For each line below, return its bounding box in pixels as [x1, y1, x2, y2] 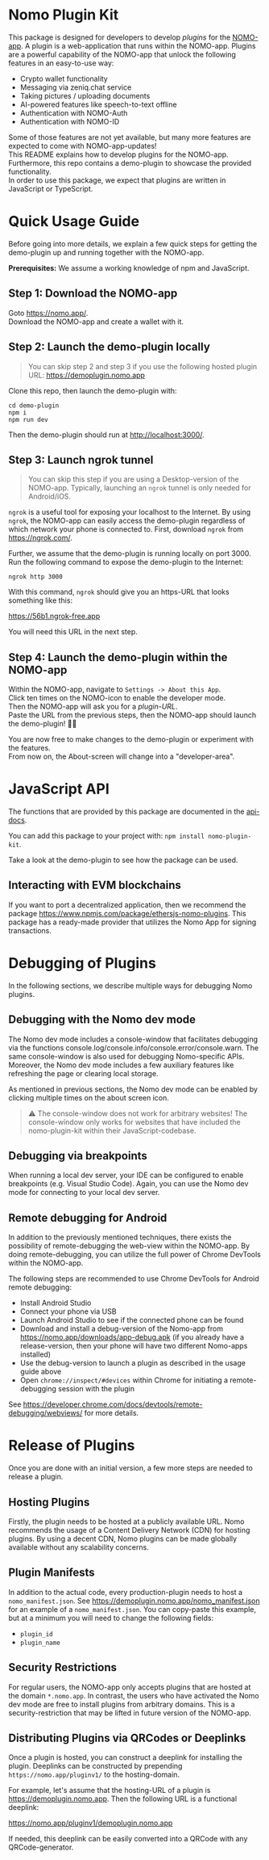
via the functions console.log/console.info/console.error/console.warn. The [8, 1042, 259, 1052]
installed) [19, 1349, 51, 1359]
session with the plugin [57, 1384, 135, 1394]
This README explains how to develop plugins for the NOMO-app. [8, 149, 229, 159]
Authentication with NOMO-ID [19, 116, 120, 126]
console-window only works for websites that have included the [27, 1117, 241, 1126]
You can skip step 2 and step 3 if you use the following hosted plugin [27, 361, 258, 371]
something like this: [8, 595, 73, 605]
